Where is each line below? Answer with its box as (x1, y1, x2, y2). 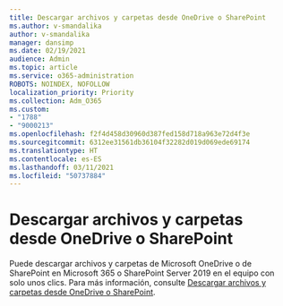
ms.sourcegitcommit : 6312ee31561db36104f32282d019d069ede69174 (9, 138, 251, 147)
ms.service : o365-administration (9, 72, 134, 81)
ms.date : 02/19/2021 (9, 47, 87, 55)
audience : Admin (9, 55, 70, 64)
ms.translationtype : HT (9, 146, 99, 155)
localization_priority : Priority (9, 88, 134, 97)
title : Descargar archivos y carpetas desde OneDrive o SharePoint (9, 13, 267, 22)
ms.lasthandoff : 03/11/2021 (9, 163, 115, 172)
